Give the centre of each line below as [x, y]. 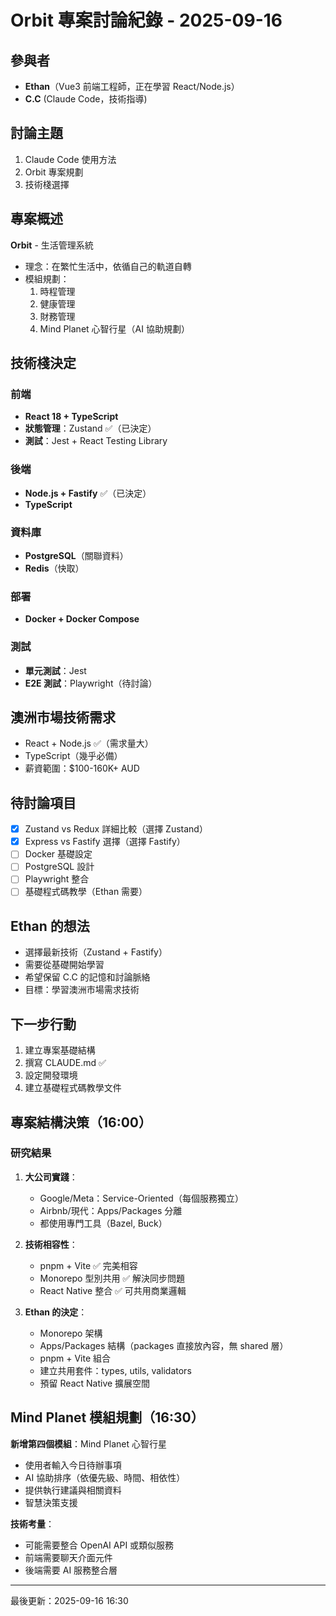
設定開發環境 [51, 1075]
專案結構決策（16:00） [81, 1122]
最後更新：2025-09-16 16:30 [69, 1600]
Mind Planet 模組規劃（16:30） [107, 1417]
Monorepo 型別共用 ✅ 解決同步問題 [112, 1278]
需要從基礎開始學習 [64, 965]
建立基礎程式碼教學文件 [73, 1088]
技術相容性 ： [51, 1244]
